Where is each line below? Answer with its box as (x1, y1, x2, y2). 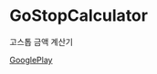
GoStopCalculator (9, 5, 149, 26)
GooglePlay (9, 54, 53, 65)
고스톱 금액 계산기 (9, 36, 73, 47)
